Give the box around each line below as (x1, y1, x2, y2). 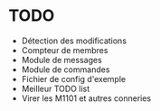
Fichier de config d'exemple (21, 73, 127, 84)
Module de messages (21, 54, 103, 65)
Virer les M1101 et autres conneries (21, 92, 152, 104)
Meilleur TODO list (21, 83, 90, 94)
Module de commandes (21, 64, 110, 75)
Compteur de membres (21, 44, 108, 55)
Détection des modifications (21, 35, 127, 46)
